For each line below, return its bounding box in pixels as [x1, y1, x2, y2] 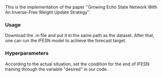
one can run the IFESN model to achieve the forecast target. [5, 38, 127, 43]
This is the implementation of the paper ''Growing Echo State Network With [5, 4, 158, 10]
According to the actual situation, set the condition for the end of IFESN [5, 61, 150, 67]
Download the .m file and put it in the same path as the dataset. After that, [5, 33, 155, 38]
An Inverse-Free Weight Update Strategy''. [5, 9, 91, 15]
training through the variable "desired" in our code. [5, 66, 108, 72]
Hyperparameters [5, 50, 49, 57]
